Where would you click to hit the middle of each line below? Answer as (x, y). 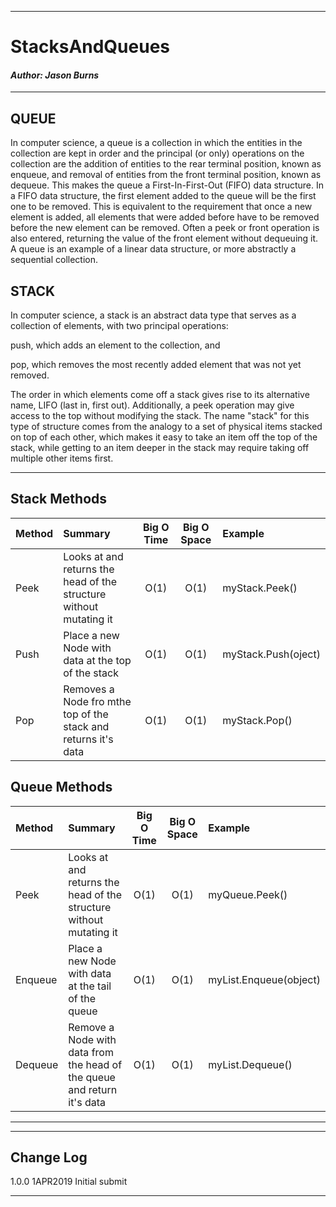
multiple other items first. (62, 458)
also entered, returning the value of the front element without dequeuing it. (164, 238)
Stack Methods (59, 499)
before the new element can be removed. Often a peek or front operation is (165, 228)
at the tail (90, 986)
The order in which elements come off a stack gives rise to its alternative (160, 395)
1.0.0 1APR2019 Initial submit (69, 1182)
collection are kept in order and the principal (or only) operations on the (157, 153)
